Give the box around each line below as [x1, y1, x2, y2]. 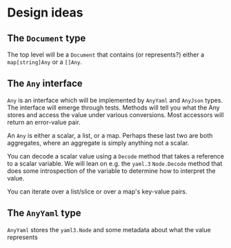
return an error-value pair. [7, 118, 81, 126]
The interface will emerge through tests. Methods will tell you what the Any [7, 103, 220, 112]
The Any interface [7, 78, 83, 90]
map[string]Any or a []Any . [7, 58, 83, 66]
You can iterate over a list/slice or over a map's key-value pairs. [7, 187, 188, 196]
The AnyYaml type [7, 207, 81, 219]
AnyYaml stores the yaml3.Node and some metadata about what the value [7, 225, 212, 234]
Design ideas [7, 5, 84, 21]
